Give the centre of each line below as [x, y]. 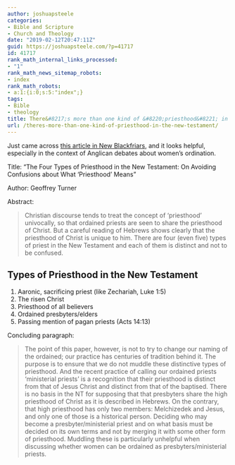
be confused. [44, 253]
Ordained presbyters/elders [58, 314]
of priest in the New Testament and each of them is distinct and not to [126, 245]
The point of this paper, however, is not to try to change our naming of [126, 349]
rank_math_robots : [34, 86]
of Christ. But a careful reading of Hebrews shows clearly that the [120, 230]
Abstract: [20, 201]
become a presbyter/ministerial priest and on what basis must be [119, 424]
